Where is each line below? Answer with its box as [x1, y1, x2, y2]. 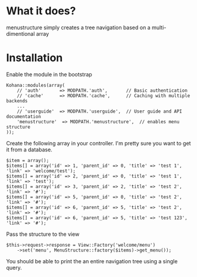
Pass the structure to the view [6, 231, 80, 238]
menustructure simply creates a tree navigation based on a [6, 24, 151, 31]
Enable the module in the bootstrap [6, 70, 92, 78]
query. [6, 264, 22, 271]
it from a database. [6, 146, 52, 153]
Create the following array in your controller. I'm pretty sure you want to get [6, 139, 192, 147]
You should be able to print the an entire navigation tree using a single [6, 257, 178, 264]
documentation [6, 113, 42, 120]
